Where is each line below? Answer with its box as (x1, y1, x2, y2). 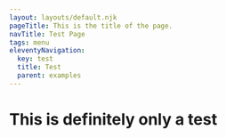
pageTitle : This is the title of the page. (9, 21, 174, 30)
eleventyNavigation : (9, 46, 86, 55)
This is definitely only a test (9, 109, 218, 129)
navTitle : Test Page (9, 29, 86, 38)
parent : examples (17, 71, 82, 80)
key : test (17, 54, 53, 63)
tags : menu (9, 37, 50, 47)
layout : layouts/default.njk (9, 12, 117, 22)
